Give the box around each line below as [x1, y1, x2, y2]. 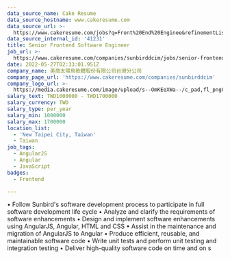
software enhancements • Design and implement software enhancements [7, 215, 216, 223]
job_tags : [7, 144, 36, 151]
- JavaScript [13, 162, 51, 170]
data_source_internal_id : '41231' [7, 36, 106, 42]
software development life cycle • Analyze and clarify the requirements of [7, 208, 216, 216]
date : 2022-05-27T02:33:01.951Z [7, 61, 99, 68]
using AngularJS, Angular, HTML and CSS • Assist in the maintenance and [7, 222, 217, 230]
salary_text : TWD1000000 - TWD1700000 [7, 93, 118, 100]
